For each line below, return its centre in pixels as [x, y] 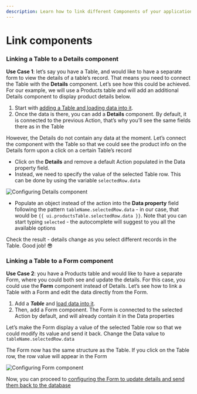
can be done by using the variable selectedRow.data [77, 181]
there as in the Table [39, 127]
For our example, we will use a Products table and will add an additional [92, 90]
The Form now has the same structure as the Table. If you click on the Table [98, 350]
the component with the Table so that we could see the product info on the [96, 144]
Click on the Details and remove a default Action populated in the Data [100, 162]
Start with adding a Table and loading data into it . [74, 108]
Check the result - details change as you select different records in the [91, 240]
